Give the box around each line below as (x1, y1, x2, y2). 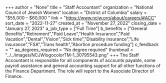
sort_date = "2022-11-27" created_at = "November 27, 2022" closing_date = (5, 20, 161, 26)
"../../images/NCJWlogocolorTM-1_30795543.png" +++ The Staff (5, 52, 139, 58)
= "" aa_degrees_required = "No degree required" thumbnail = (5, 47, 133, 52)
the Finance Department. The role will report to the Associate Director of (5, 68, 154, 74)
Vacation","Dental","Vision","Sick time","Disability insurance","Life (5, 36, 139, 42)
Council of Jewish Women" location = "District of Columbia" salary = (5, 9, 147, 15)
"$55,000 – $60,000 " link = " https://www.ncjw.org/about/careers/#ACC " (5, 15, 156, 20)
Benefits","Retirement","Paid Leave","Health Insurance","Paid (5, 31, 130, 36)
